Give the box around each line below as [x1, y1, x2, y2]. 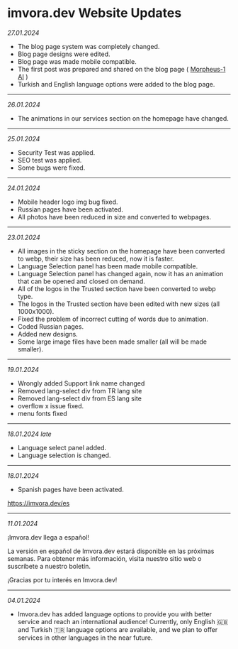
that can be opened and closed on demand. [17, 277, 145, 285]
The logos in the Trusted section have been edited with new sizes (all [17, 300, 220, 308]
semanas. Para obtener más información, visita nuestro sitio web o [7, 554, 202, 562]
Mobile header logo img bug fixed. [17, 197, 118, 206]
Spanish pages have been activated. [17, 485, 124, 493]
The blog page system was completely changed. [17, 42, 160, 50]
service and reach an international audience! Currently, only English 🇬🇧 [17, 617, 228, 626]
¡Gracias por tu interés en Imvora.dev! [7, 575, 118, 584]
